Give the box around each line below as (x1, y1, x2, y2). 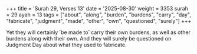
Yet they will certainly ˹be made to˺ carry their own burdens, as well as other (6, 29, 191, 36)
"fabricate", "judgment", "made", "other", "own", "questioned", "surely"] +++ (6, 18, 192, 24)
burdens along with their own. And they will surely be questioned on (6, 35, 172, 42)
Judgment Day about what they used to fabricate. (6, 41, 127, 48)
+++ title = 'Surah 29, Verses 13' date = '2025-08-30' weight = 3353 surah (6, 5, 189, 12)
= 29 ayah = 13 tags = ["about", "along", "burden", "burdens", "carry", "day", (6, 11, 192, 18)
